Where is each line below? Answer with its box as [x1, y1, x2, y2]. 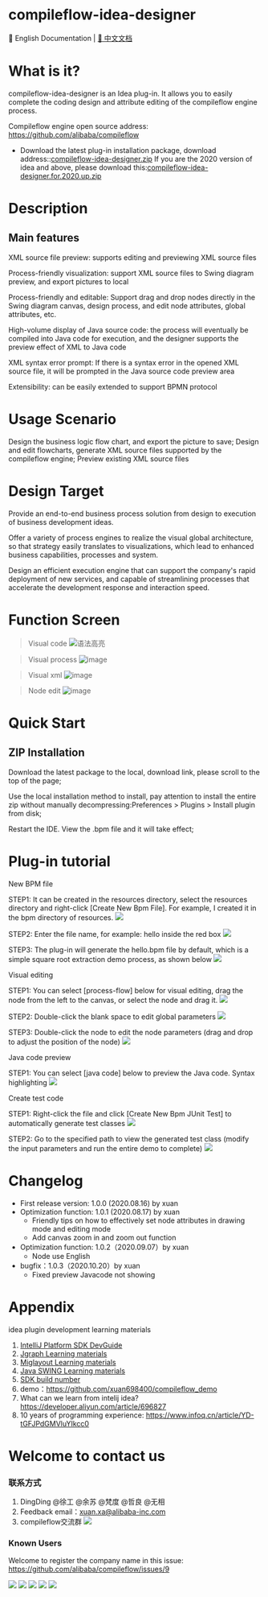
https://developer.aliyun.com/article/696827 [19, 1401, 167, 1411]
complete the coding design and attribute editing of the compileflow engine [8, 97, 258, 106]
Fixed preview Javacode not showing [31, 1269, 156, 1279]
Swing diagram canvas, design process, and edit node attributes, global [8, 300, 246, 311]
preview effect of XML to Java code [8, 342, 127, 352]
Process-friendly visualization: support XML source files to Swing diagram [8, 268, 254, 278]
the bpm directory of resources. [8, 912, 114, 922]
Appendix [8, 1298, 75, 1316]
